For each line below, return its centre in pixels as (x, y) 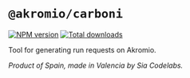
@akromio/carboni (66, 14)
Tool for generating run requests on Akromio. (83, 49)
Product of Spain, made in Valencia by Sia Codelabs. (96, 65)
